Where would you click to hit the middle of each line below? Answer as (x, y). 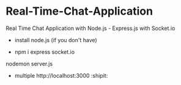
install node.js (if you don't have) (56, 40)
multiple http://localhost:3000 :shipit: (61, 75)
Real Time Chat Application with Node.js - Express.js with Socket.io (90, 28)
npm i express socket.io (44, 52)
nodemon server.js (29, 64)
